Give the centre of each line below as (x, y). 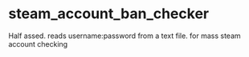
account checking (38, 44)
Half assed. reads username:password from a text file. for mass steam (124, 36)
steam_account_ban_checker (109, 14)
